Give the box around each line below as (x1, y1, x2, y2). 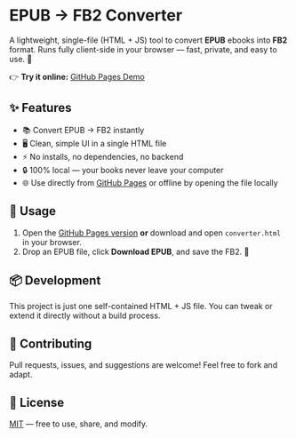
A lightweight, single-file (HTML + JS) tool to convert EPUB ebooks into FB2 (9, 35, 288, 45)
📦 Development (9, 273, 101, 288)
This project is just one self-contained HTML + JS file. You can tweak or (9, 301, 273, 312)
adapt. (9, 370, 33, 380)
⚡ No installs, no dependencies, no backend (21, 151, 184, 162)
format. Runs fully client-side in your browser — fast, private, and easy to (9, 44, 277, 54)
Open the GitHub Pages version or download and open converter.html (21, 227, 282, 238)
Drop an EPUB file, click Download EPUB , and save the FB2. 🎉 (21, 246, 250, 257)
